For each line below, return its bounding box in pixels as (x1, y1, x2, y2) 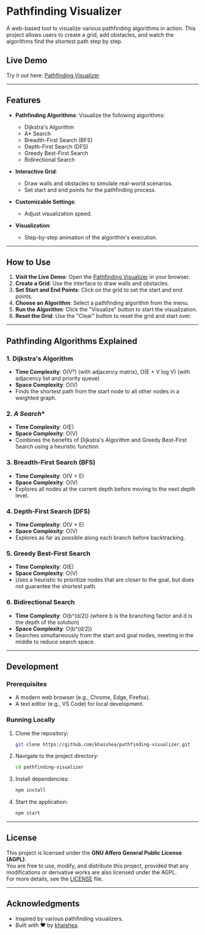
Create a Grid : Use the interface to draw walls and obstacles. (15, 280, 170, 287)
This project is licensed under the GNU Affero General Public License (6, 849, 182, 856)
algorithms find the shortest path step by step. (6, 37, 123, 45)
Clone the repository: (15, 729, 69, 736)
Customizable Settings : (15, 198, 76, 205)
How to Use (6, 257, 51, 267)
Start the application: (15, 798, 68, 806)
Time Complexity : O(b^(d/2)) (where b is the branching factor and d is (15, 611, 193, 619)
